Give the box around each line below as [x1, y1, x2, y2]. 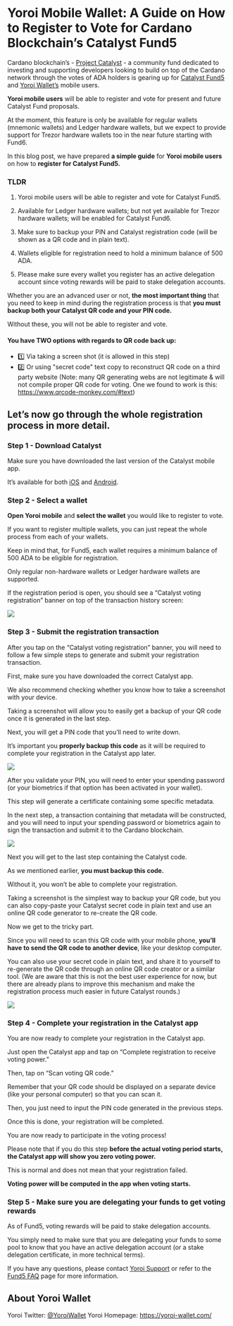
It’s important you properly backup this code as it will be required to [7, 741, 206, 749]
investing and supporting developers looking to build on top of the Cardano [7, 66, 225, 74]
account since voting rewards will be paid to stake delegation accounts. [17, 277, 226, 287]
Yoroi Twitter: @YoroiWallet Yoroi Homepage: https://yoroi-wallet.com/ [7, 1311, 213, 1320]
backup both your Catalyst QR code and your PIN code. [7, 306, 172, 315]
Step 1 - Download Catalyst [7, 440, 102, 450]
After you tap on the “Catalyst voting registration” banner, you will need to [7, 643, 222, 651]
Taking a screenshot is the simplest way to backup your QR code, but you [7, 893, 221, 902]
